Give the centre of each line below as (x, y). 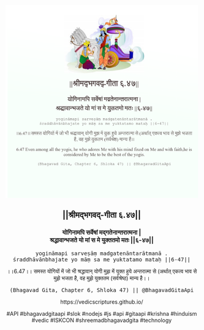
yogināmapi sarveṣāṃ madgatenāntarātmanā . (102, 253)
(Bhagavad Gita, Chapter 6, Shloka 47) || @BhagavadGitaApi (102, 290)
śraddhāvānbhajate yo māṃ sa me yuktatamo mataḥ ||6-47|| (102, 259)
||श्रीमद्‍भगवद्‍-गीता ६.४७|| (102, 215)
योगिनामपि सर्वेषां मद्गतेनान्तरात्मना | (102, 233)
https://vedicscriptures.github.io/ (102, 302)
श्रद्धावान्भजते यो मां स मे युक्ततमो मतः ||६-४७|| (102, 240)
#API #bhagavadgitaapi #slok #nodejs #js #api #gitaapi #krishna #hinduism (102, 313)
